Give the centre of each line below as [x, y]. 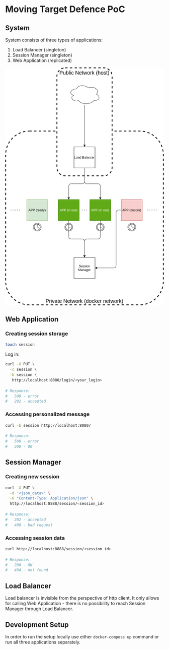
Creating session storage [37, 334]
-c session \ [23, 370]
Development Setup [37, 625]
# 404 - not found [27, 570]
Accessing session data [35, 538]
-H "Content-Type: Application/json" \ [52, 498]
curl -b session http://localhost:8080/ [48, 425]
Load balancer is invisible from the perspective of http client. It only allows [82, 598]
